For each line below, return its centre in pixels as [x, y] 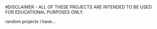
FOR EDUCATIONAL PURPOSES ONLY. [44, 12]
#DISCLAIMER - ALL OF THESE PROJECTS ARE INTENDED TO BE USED [78, 7]
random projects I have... [30, 22]
